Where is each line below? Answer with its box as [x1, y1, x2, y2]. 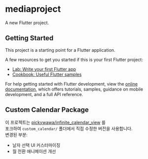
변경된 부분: [5, 131, 28, 137]
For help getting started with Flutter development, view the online [5, 81, 138, 87]
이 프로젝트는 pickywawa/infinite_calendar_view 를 [5, 119, 106, 125]
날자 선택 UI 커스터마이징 [12, 142, 61, 148]
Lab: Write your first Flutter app [12, 66, 76, 72]
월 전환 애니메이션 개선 [12, 148, 56, 154]
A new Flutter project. [5, 20, 49, 26]
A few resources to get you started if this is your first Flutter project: [5, 57, 143, 63]
